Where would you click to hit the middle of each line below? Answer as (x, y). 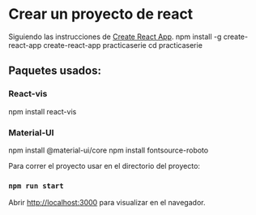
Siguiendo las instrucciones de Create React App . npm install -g (115, 37)
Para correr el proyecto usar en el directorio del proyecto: (105, 166)
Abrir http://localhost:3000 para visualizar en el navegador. (107, 203)
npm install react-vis (43, 111)
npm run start (36, 186)
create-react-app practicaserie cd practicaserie (123, 45)
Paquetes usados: (55, 71)
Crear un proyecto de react (101, 14)
